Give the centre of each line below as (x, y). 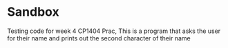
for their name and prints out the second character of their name (99, 38)
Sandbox (34, 12)
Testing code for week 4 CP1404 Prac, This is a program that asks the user (114, 31)
